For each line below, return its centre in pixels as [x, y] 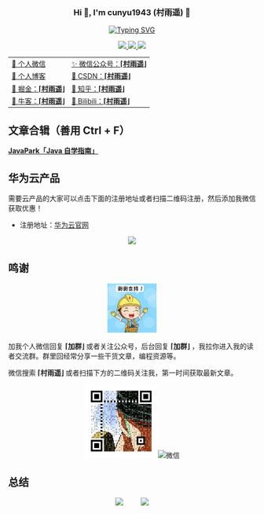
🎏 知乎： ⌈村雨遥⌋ [98, 89]
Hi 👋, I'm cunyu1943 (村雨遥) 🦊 [132, 12]
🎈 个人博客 [28, 76]
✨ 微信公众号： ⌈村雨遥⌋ [109, 64]
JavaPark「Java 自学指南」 [53, 151]
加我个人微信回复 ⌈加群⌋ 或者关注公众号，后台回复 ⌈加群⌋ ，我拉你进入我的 [128, 346]
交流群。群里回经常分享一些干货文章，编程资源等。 [97, 356]
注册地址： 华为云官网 [54, 225]
